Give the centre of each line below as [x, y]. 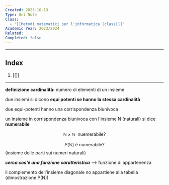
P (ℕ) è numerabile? [84, 144]
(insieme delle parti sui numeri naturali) [46, 153]
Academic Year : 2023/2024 [32, 29]
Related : [14, 33]
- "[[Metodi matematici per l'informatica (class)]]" [67, 24]
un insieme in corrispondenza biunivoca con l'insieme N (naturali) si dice [80, 119]
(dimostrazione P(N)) [27, 177]
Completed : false [23, 38]
